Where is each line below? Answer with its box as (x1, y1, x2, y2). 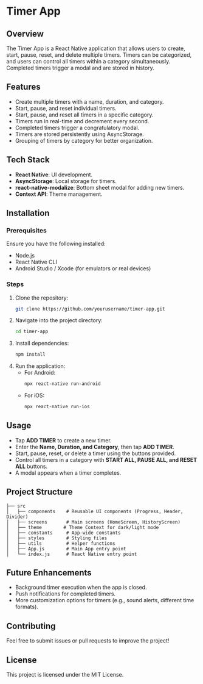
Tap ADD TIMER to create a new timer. (15, 436, 112, 444)
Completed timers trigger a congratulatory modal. (15, 124, 140, 131)
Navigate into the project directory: (15, 317, 103, 324)
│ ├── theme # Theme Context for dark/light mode (6, 524, 159, 530)
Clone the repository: (15, 294, 69, 301)
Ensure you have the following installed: (6, 240, 106, 248)
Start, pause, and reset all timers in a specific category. (15, 111, 154, 118)
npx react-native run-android (24, 381, 101, 387)
